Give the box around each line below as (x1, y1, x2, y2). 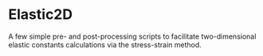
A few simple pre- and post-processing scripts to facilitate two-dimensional (8, 32, 257, 41)
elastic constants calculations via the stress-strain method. (8, 39, 202, 49)
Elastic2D (8, 6, 73, 24)
